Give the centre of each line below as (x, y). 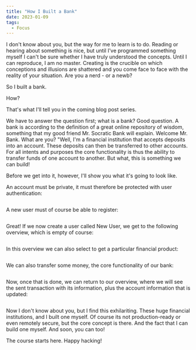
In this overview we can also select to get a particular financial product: (92, 249)
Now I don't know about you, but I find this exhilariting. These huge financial (98, 311)
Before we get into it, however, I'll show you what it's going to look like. (92, 176)
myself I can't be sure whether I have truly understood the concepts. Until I (97, 57)
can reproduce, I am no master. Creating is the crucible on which (85, 63)
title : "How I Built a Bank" (42, 11)
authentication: (24, 193)
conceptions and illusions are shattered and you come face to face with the (97, 69)
